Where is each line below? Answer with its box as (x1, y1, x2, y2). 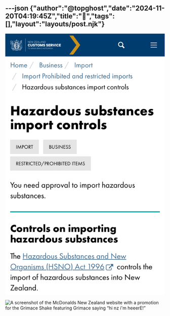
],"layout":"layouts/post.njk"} (5, 20, 105, 28)
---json (5, 4, 29, 13)
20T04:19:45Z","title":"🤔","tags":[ (5, 12, 115, 21)
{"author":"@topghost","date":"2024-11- (29, 4, 165, 13)
